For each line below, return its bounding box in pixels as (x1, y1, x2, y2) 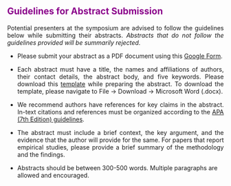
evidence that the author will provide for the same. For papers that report (16, 136, 224, 144)
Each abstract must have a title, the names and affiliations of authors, (16, 65, 224, 73)
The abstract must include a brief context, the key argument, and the (16, 128, 224, 136)
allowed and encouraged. (16, 171, 89, 179)
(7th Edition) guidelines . (16, 115, 85, 123)
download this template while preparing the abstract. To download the (16, 79, 225, 88)
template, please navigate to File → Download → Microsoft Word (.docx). (16, 87, 223, 95)
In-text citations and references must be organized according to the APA (16, 107, 224, 116)
